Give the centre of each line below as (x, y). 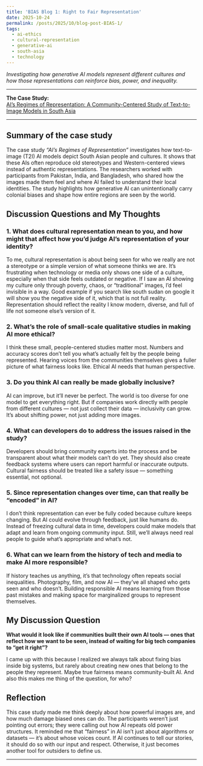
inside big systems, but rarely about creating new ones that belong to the (97, 666)
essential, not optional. (34, 477)
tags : (13, 29)
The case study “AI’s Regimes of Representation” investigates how (89, 150)
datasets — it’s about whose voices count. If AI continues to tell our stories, (100, 738)
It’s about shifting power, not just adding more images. (74, 414)
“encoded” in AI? (32, 500)
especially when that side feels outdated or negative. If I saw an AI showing (100, 279)
